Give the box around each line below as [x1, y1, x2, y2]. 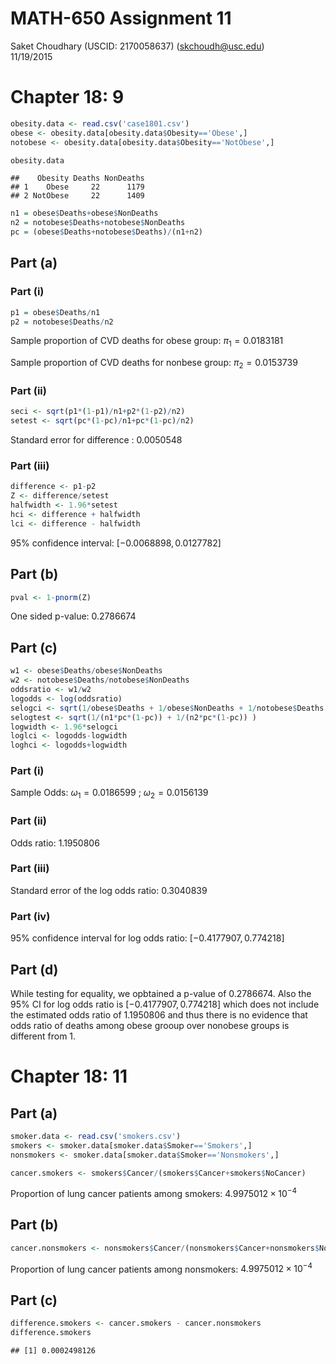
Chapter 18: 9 [10, 86, 125, 109]
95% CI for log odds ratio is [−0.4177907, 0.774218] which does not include [10, 998, 320, 1010]
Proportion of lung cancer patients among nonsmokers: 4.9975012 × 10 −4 [10, 1261, 313, 1275]
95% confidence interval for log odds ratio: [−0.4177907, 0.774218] [10, 932, 285, 944]
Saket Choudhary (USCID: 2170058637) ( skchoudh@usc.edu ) [10, 40, 265, 52]
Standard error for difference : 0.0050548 [10, 434, 183, 446]
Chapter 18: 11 [10, 1065, 128, 1088]
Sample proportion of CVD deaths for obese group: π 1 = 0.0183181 [10, 335, 284, 349]
